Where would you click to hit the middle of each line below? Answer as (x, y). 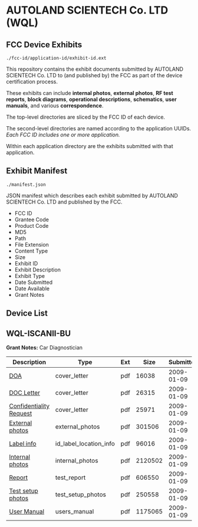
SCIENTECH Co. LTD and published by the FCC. (64, 202)
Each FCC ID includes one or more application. (63, 135)
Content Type (31, 251)
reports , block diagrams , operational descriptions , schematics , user (91, 99)
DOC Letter (24, 393)
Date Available (32, 288)
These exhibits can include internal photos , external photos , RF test (90, 93)
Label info (23, 444)
